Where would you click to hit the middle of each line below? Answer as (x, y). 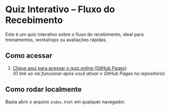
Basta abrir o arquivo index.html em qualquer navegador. (66, 102)
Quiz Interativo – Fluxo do (60, 9)
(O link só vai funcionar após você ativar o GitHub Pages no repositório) (89, 73)
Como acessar (29, 56)
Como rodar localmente (44, 89)
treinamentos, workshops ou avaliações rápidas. (56, 40)
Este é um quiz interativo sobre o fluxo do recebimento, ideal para (75, 34)
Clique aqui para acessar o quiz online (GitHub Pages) (70, 68)
